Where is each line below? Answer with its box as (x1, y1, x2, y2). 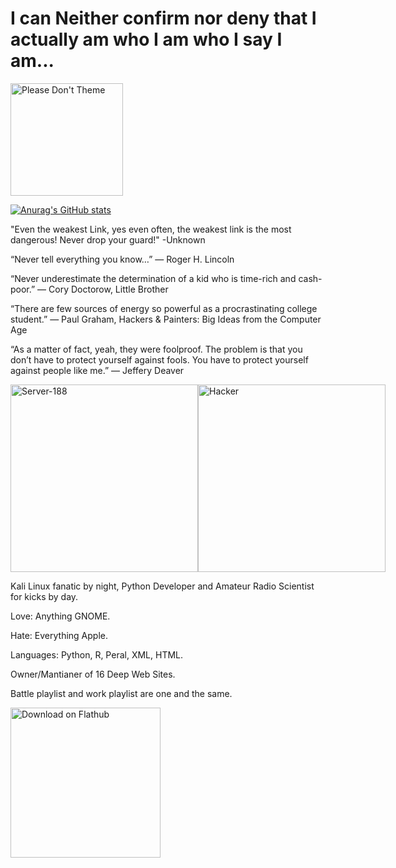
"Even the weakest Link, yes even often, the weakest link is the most (10, 223, 292, 235)
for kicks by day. (10, 590, 79, 602)
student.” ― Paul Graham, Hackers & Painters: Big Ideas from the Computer (10, 313, 322, 325)
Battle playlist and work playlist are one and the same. (10, 687, 233, 699)
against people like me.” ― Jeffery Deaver (10, 364, 185, 376)
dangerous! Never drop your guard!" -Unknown (10, 233, 206, 246)
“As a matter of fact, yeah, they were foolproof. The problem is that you (10, 343, 303, 355)
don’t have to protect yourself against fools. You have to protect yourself (10, 353, 309, 366)
